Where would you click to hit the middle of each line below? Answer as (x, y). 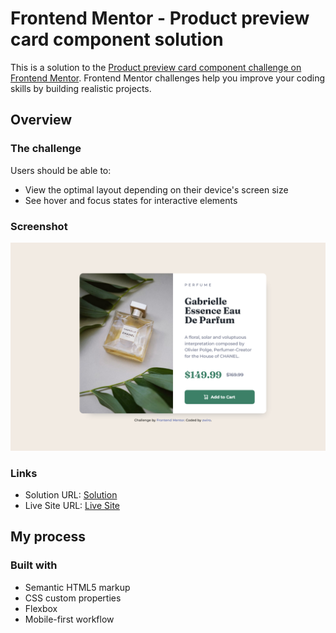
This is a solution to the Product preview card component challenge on (156, 67)
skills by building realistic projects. (81, 88)
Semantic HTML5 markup (77, 587)
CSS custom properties (73, 598)
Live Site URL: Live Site (72, 505)
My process (48, 537)
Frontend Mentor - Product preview (160, 18)
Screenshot (39, 226)
